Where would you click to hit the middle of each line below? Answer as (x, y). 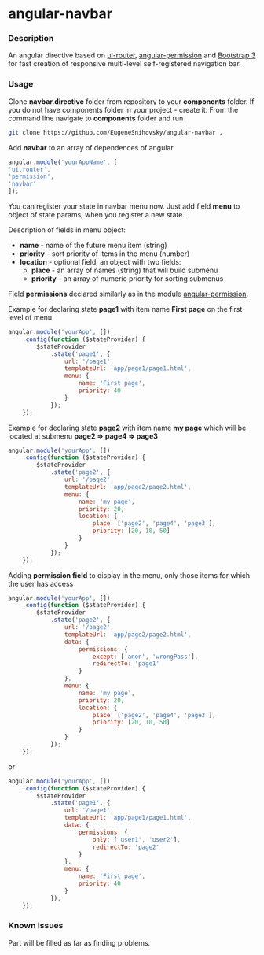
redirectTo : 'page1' (126, 664)
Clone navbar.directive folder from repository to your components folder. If (131, 101)
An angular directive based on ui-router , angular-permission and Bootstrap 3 (132, 55)
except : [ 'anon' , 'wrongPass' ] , (145, 657)
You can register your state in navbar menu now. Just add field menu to (124, 206)
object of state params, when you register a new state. (96, 215)
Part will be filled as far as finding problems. (79, 942)
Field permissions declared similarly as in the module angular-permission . (128, 294)
